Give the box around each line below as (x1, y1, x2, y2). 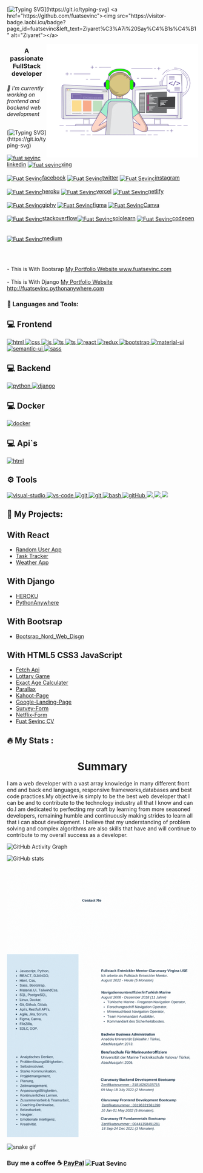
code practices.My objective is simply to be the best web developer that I (7, 792, 190, 800)
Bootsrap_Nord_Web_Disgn (15, 633, 84, 640)
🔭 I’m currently (7, 84, 44, 92)
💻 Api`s (7, 438, 38, 448)
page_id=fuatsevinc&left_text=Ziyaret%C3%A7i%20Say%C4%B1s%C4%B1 (7, 25, 196, 32)
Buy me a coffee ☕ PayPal (7, 1158, 84, 1167)
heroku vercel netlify (42, 188, 164, 195)
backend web (7, 104, 41, 111)
